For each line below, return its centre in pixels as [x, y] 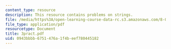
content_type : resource [31, 10]
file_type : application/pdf [35, 24]
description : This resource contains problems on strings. [69, 15]
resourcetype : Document [31, 29]
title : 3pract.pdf [25, 34]
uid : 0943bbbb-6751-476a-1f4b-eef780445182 [52, 39]
